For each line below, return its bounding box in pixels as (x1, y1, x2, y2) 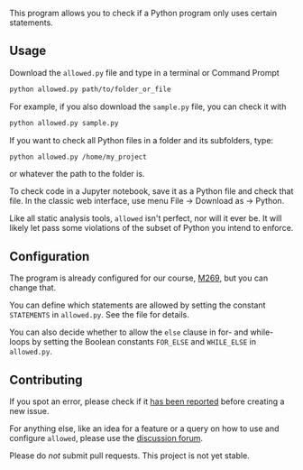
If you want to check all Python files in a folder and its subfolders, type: (9, 134, 273, 145)
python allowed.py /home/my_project (9, 152, 147, 161)
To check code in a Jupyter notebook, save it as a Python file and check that (9, 186, 294, 197)
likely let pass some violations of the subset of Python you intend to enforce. (9, 223, 294, 234)
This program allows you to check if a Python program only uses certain (9, 8, 278, 18)
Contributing (9, 372, 83, 387)
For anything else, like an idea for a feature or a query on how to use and (9, 423, 280, 434)
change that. (9, 282, 57, 293)
